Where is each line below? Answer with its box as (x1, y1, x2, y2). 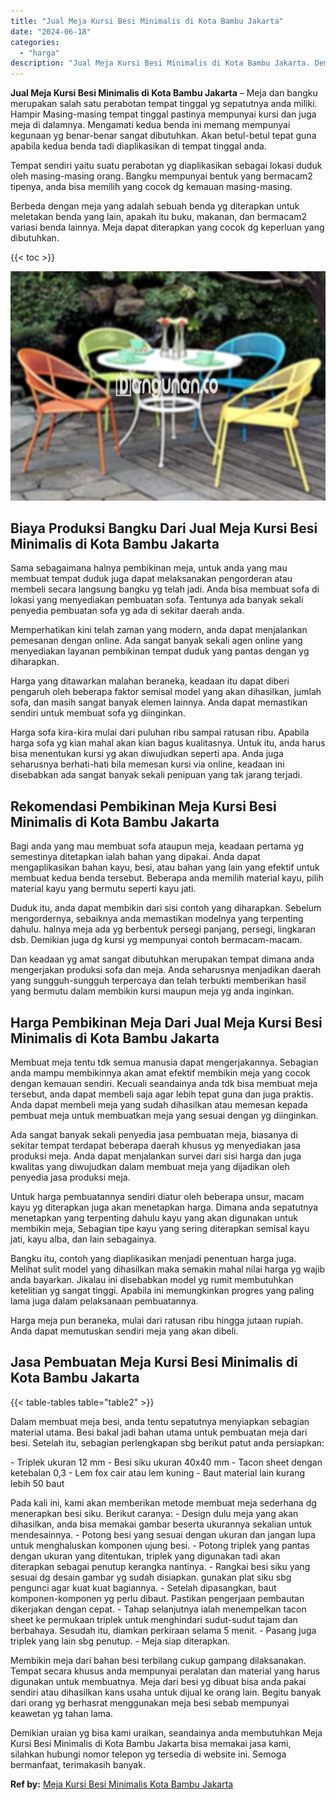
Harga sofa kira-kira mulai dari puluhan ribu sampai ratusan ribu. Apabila (10, 726, 310, 739)
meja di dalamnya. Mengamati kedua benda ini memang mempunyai (10, 119, 291, 131)
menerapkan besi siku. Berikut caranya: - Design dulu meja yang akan (10, 1507, 299, 1519)
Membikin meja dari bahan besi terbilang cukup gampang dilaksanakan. (10, 1654, 307, 1666)
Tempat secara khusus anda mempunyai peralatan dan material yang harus (10, 1665, 321, 1677)
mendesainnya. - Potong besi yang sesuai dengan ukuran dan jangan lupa (10, 1528, 316, 1540)
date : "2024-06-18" (10, 26, 92, 37)
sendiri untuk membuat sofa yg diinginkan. (10, 707, 186, 719)
